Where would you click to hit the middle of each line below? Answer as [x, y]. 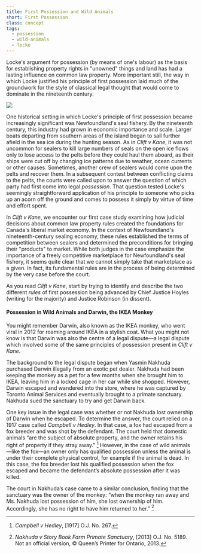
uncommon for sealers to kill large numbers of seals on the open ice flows [98, 148]
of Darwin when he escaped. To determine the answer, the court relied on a [99, 418]
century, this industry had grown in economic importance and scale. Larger [99, 129]
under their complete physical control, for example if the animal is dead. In [98, 457]
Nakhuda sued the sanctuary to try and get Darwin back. [76, 401]
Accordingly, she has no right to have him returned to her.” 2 [80, 508]
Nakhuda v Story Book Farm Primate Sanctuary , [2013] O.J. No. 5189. [101, 537]
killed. [13, 476]
